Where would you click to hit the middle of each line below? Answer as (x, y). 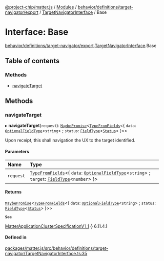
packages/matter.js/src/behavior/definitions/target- (57, 248)
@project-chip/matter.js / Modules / (41, 7)
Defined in (16, 237)
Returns (13, 192)
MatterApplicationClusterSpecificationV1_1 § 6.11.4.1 (56, 226)
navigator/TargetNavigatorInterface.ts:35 (46, 253)
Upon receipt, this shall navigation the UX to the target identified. (70, 140)
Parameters (17, 151)
